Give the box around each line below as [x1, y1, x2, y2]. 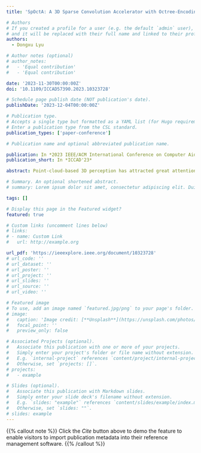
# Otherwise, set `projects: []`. [6, 361, 98, 367]
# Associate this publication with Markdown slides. [6, 388, 146, 395]
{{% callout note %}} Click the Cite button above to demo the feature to [6, 427, 182, 434]
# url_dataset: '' [6, 261, 52, 267]
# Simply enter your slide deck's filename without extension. [6, 394, 172, 400]
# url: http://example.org [6, 239, 79, 245]
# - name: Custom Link [6, 233, 63, 240]
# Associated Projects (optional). [6, 338, 95, 345]
